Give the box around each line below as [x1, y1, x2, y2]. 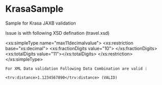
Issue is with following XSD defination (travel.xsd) [5, 30, 110, 36]
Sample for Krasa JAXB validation [5, 20, 76, 26]
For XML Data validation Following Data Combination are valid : [5, 66, 147, 71]
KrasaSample [5, 3, 64, 15]
